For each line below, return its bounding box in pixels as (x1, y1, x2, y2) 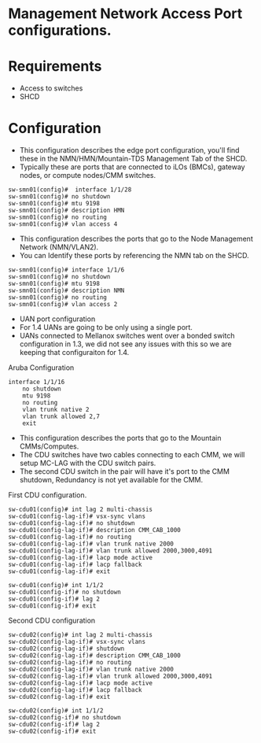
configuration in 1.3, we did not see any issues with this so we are (19, 339, 232, 349)
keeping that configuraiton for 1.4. (19, 348, 130, 357)
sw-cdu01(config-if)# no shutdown (8, 588, 122, 597)
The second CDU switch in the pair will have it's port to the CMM (19, 467, 230, 476)
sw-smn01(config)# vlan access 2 (8, 301, 118, 309)
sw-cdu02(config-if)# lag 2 (8, 721, 101, 729)
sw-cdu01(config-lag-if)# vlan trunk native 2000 (8, 540, 175, 548)
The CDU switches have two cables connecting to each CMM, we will (19, 450, 245, 460)
